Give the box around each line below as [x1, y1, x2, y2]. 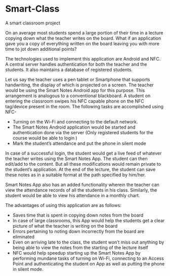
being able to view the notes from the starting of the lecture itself [12, 244, 148, 251]
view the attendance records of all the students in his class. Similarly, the [5, 187, 157, 193]
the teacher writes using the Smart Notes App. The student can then [5, 156, 148, 162]
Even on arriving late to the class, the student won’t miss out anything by [12, 239, 164, 245]
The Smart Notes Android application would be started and [12, 124, 136, 130]
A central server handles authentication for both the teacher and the [5, 61, 147, 67]
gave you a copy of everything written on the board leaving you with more [5, 40, 160, 46]
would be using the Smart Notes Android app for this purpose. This [5, 87, 145, 93]
